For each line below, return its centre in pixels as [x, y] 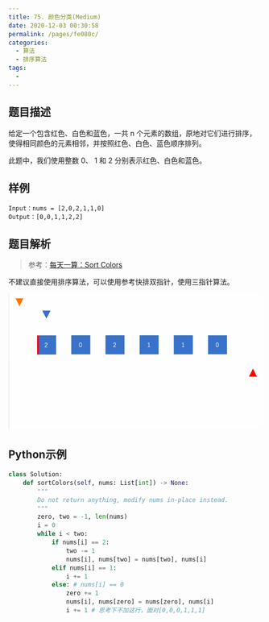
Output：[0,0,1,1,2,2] [46, 218]
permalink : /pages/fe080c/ [54, 34]
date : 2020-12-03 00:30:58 [54, 25]
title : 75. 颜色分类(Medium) [55, 17]
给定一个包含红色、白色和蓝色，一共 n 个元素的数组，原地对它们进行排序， [132, 133]
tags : [17, 68]
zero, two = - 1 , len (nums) [83, 517]
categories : [28, 43]
